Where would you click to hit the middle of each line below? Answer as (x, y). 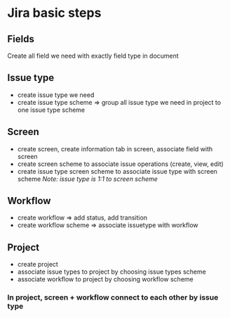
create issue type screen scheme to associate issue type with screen (117, 171)
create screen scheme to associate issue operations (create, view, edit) (121, 164)
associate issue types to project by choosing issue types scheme (112, 272)
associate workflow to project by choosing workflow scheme (106, 279)
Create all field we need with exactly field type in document (93, 56)
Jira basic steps (54, 13)
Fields (21, 39)
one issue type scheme (51, 110)
